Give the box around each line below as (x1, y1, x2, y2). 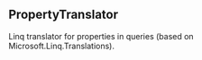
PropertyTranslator (8, 7, 119, 22)
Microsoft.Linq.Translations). (8, 40, 115, 51)
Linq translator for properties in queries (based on (8, 30, 195, 41)
